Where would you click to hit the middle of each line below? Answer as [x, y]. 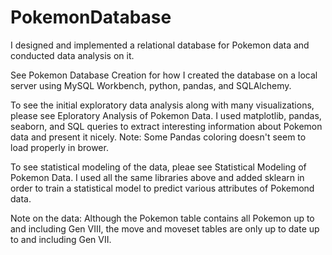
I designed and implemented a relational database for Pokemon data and [160, 45]
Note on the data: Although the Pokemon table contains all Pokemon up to [162, 218]
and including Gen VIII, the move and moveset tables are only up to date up [165, 228]
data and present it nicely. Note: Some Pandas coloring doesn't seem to [158, 137]
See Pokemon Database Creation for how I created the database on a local [164, 75]
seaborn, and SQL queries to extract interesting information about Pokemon [166, 126]
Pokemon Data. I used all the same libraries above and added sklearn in [157, 177]
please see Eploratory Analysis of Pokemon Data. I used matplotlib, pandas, [166, 115]
